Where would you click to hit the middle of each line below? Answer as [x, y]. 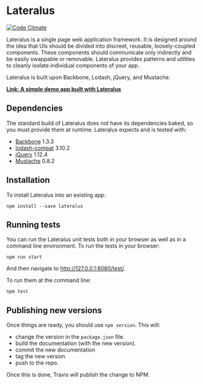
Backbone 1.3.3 [34, 141]
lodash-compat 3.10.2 [42, 148]
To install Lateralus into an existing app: [56, 195]
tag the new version [40, 356]
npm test [17, 292]
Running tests [34, 225]
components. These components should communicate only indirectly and [99, 52]
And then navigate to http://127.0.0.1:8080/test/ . [66, 268]
